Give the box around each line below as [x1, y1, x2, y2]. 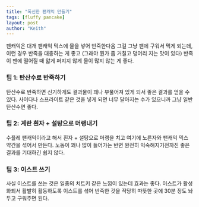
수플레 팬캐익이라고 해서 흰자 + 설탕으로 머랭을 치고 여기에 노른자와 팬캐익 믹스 [6, 134, 189, 141]
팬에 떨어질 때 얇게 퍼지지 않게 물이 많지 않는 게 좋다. [12, 57, 134, 64]
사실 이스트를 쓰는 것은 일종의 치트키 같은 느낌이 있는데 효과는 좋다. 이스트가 [6, 180, 182, 187]
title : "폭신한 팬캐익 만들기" [6, 8, 72, 15]
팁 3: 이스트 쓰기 [6, 165, 50, 173]
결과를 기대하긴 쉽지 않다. [6, 149, 65, 156]
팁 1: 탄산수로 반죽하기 [6, 74, 66, 82]
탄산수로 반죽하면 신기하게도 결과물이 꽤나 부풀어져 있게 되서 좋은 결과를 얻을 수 [6, 88, 190, 95]
